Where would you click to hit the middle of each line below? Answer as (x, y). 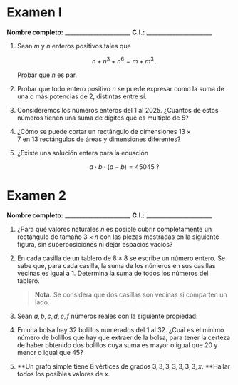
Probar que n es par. (47, 75)
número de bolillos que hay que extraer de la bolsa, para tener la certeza (124, 337)
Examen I (34, 12)
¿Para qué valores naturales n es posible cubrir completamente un (114, 229)
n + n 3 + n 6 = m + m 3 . (124, 60)
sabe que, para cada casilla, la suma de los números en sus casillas (116, 265)
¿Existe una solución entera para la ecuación (83, 153)
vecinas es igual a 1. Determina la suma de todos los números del (113, 273)
